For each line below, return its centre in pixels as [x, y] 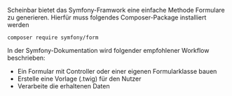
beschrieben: [26, 58]
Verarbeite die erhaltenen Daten [63, 86]
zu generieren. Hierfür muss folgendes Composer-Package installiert [107, 17]
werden [18, 25]
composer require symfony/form [53, 38]
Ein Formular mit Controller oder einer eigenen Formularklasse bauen [117, 71]
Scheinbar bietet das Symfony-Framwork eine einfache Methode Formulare [116, 10]
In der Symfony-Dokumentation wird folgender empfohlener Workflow [108, 50]
